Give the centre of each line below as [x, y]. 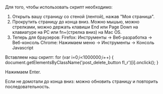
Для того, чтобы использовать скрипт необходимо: [59, 7]
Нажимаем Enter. [23, 72]
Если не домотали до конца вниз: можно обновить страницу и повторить [82, 81]
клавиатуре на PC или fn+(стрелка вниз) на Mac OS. [67, 32]
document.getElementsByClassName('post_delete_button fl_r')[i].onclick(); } [82, 62]
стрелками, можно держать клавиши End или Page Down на [75, 27]
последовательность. [28, 87]
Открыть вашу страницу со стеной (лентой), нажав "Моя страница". [83, 16]
